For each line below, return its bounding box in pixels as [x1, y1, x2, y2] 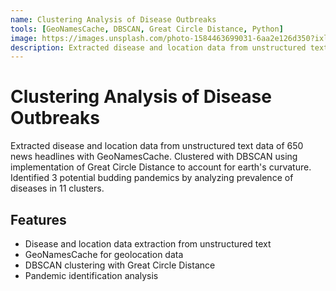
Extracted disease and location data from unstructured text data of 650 [10, 140, 304, 152]
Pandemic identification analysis [24, 270, 159, 281]
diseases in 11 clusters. [10, 182, 105, 195]
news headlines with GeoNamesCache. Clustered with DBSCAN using [10, 151, 298, 163]
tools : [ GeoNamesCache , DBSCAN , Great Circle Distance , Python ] [10, 24, 284, 34]
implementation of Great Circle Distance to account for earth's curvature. [10, 161, 312, 173]
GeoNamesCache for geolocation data [24, 249, 184, 260]
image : [10, 33, 38, 43]
